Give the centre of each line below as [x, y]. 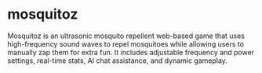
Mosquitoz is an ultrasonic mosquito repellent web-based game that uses [126, 36]
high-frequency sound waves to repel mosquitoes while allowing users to [126, 43]
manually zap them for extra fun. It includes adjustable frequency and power [131, 52]
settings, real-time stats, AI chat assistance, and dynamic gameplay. [118, 61]
